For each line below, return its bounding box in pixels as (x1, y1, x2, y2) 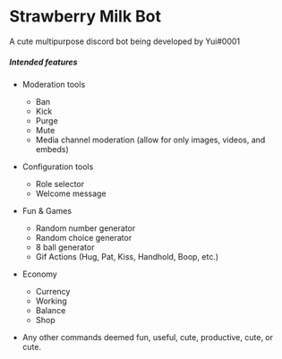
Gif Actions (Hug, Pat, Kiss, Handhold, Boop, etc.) (35, 251, 219, 261)
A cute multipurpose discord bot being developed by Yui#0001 (9, 36, 241, 47)
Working (35, 295, 67, 306)
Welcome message (35, 188, 107, 199)
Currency (35, 286, 71, 296)
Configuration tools (21, 161, 94, 172)
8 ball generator (35, 242, 95, 252)
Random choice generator (35, 232, 132, 243)
